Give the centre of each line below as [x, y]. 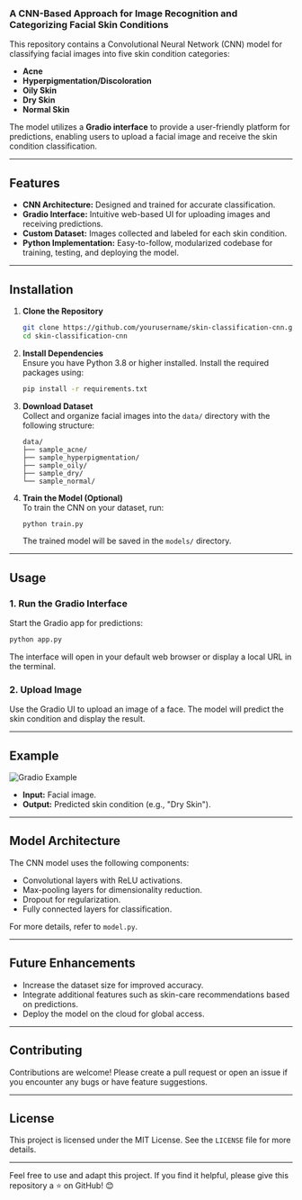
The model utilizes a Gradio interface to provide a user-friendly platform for [150, 127]
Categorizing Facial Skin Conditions [89, 24]
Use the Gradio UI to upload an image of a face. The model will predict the [147, 709]
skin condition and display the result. [77, 719]
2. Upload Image [46, 689]
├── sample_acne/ [55, 450]
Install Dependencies [62, 353]
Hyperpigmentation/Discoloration [87, 81]
